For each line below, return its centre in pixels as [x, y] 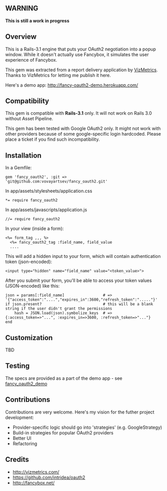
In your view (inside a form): [35, 228]
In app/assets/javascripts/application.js [46, 210]
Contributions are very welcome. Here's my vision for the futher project [80, 412]
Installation [23, 155]
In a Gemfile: [19, 168]
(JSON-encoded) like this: [32, 286]
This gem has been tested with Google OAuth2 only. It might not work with [83, 128]
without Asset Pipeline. [29, 119]
